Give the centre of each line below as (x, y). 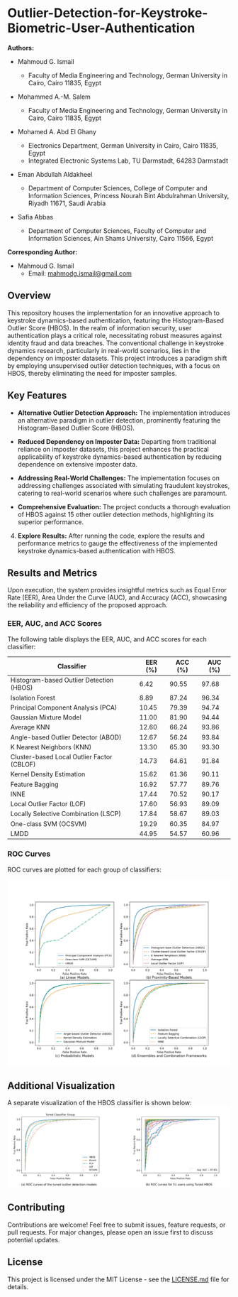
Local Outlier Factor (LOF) (48, 804)
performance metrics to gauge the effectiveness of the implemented (118, 543)
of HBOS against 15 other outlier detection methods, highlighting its (116, 514)
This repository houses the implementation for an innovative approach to (113, 313)
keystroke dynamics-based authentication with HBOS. (96, 550)
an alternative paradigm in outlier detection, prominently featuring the (119, 420)
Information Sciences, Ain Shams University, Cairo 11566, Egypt (121, 238)
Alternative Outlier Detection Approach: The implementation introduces (124, 413)
